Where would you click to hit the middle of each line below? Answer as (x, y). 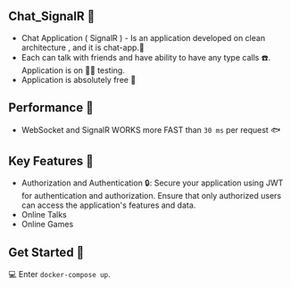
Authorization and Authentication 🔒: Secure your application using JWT (152, 183)
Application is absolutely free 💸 (79, 79)
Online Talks (44, 215)
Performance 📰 (51, 108)
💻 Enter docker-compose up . (59, 275)
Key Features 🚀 (51, 161)
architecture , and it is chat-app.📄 (83, 47)
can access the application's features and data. (108, 205)
